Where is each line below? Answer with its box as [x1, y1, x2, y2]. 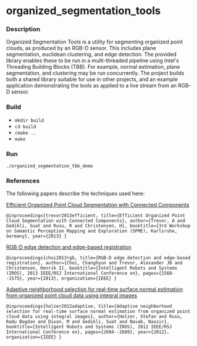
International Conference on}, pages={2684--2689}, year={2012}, [6, 329, 169, 335]
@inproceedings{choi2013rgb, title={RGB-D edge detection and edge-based [6, 255, 191, 261]
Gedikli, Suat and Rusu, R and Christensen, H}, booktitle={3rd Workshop [6, 223, 191, 229]
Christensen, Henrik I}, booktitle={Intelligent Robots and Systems [6, 266, 178, 271]
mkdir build [14, 117, 44, 123]
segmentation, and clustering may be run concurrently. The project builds [6, 69, 185, 77]
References [6, 177, 40, 184]
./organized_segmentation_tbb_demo [6, 163, 94, 169]
